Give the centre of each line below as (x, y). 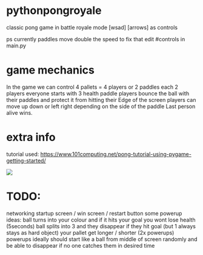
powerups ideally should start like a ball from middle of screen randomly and (102, 239)
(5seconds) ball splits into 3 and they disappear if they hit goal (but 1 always (101, 226)
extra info (31, 138)
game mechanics (51, 70)
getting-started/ (26, 160)
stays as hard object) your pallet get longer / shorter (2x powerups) (90, 233)
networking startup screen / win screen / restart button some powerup (94, 213)
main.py (16, 46)
